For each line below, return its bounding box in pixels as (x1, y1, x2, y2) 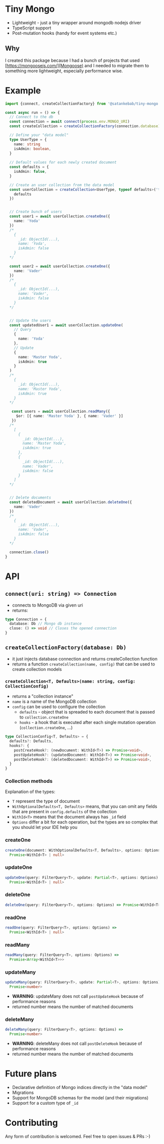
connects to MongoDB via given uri (12, 602, 83, 608)
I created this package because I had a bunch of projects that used (5, 57, 140, 63)
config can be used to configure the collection (12, 704, 106, 710)
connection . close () (9, 550, 49, 555)
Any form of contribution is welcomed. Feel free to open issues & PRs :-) (5, 1133, 150, 1139)
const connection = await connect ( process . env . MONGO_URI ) (9, 119, 130, 124)
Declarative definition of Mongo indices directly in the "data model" (12, 1084, 148, 1090)
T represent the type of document (12, 798, 80, 804)
